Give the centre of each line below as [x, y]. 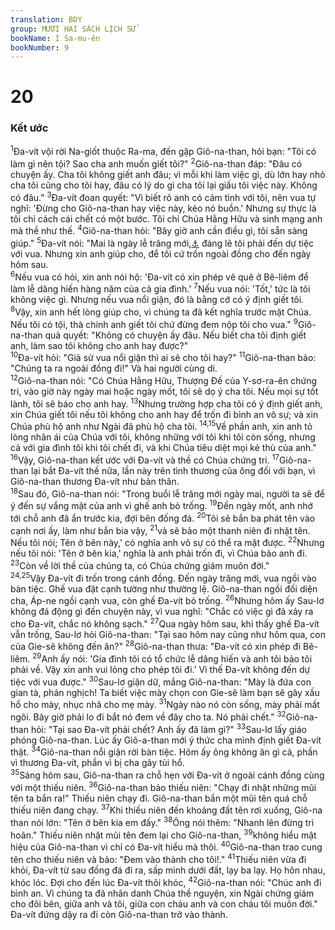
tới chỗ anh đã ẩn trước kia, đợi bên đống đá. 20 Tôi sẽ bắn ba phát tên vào [163, 517]
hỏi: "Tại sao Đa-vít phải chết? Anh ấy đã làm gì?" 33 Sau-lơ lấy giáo [168, 728]
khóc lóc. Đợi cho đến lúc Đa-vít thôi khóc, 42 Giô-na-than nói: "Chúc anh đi [166, 881]
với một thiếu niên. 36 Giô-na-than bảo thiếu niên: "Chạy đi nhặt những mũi [163, 786]
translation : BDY [46, 19]
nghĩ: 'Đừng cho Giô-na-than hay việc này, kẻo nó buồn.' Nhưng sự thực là [163, 208]
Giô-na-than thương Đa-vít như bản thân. [95, 481]
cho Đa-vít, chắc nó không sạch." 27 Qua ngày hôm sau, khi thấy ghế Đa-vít [165, 623]
